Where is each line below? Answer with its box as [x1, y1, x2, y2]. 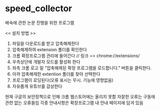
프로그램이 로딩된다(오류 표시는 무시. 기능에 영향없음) [12, 77, 114, 83]
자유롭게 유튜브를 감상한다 [12, 83, 63, 89]
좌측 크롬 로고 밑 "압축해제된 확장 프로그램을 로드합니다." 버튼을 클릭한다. [12, 65, 152, 71]
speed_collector [5, 3, 72, 14]
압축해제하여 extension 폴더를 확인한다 [12, 46, 87, 52]
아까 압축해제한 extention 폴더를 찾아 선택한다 [12, 71, 100, 77]
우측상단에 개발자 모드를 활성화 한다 [12, 59, 81, 65]
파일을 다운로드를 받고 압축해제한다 [12, 40, 79, 46]
